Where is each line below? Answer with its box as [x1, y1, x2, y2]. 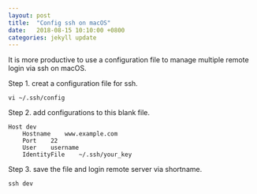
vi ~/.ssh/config [8, 94, 65, 103]
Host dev [8, 123, 37, 131]
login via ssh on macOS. [8, 64, 87, 73]
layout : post [8, 11, 51, 20]
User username [22, 144, 80, 152]
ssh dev [8, 180, 34, 188]
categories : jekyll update [8, 33, 97, 42]
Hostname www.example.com [22, 130, 118, 138]
